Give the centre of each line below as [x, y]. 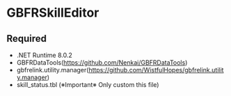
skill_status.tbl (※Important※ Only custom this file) [88, 85]
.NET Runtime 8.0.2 [44, 55]
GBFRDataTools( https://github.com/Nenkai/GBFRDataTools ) [102, 63]
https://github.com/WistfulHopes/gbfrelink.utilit [156, 70]
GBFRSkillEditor [53, 13]
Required [26, 39]
